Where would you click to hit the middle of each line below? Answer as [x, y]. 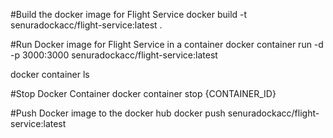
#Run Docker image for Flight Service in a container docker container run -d [167, 44]
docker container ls [50, 74]
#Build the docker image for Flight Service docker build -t [129, 14]
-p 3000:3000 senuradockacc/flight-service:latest [114, 55]
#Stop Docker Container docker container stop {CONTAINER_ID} [143, 93]
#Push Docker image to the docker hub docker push [118, 113]
